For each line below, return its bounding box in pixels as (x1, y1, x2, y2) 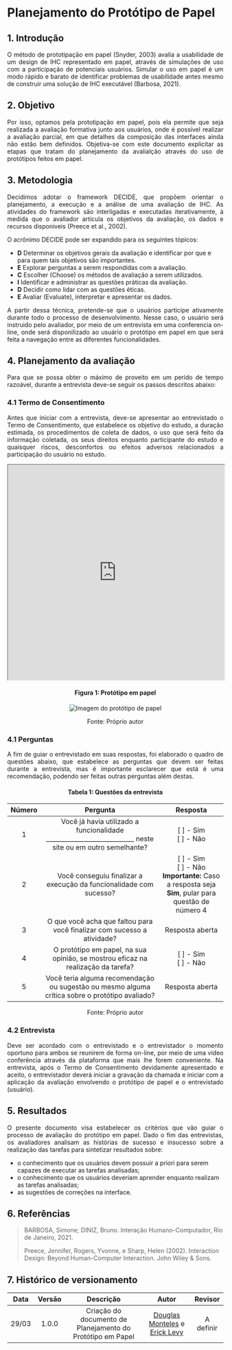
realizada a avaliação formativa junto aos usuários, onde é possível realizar (7, 125, 224, 134)
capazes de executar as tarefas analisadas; (16, 1166, 140, 1174)
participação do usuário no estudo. (7, 450, 106, 458)
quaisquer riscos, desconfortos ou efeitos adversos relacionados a (7, 443, 224, 451)
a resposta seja (167, 880, 216, 889)
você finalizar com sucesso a (53, 925, 148, 935)
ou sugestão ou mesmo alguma (49, 982, 151, 992)
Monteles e (148, 1319, 185, 1329)
